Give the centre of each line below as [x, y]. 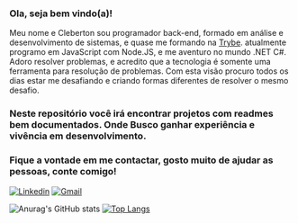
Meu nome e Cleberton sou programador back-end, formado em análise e [146, 33]
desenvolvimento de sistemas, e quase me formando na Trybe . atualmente [148, 42]
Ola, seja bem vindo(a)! [61, 13]
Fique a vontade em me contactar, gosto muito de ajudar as [141, 160]
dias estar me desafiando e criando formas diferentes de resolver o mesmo [149, 81]
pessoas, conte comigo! [63, 172]
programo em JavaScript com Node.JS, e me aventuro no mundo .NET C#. [148, 52]
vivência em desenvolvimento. [78, 136]
